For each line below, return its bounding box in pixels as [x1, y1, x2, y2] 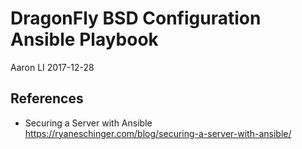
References [10, 90, 84, 107]
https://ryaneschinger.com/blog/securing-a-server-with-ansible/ [24, 127, 292, 139]
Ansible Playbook [10, 28, 159, 51]
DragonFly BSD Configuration [10, 7, 262, 30]
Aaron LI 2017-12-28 [10, 61, 95, 73]
